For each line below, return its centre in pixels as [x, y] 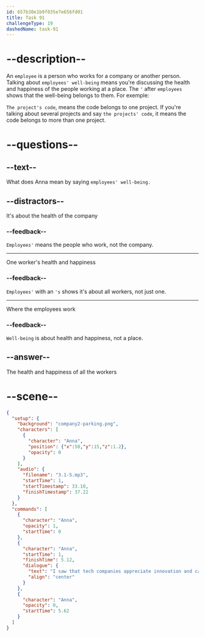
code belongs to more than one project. [56, 120]
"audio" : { [31, 469]
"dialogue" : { [41, 566]
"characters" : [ [38, 430]
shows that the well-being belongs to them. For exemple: [78, 96]
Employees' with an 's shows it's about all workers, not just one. [86, 291]
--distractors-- [35, 201]
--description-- [46, 59]
